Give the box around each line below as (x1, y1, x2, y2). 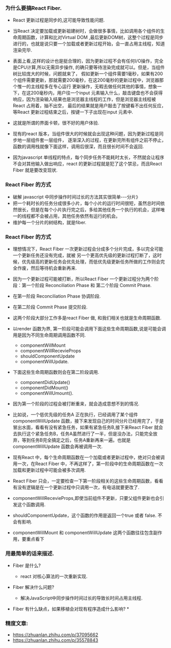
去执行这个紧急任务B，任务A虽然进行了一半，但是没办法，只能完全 (12, 430, 153, 437)
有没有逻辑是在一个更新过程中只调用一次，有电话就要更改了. (12, 484, 139, 490)
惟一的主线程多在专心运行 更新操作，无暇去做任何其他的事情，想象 (17, 83, 157, 90)
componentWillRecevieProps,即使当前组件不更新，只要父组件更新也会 (12, 495, 160, 501)
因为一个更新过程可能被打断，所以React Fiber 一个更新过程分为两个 (12, 276, 155, 282)
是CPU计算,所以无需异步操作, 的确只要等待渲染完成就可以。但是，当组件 (12, 64, 165, 70)
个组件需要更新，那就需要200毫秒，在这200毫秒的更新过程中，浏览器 (12, 77, 160, 83)
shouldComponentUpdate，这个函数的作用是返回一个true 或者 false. (12, 512, 157, 518)
